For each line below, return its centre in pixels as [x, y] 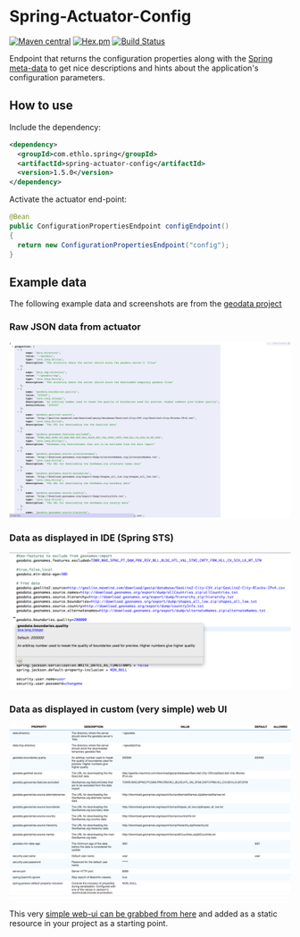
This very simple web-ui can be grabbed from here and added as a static [144, 914]
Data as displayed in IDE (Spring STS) [92, 538]
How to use [41, 106]
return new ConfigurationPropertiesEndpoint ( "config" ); [123, 245]
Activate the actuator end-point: [68, 199]
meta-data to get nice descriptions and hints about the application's [134, 68]
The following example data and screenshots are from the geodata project [146, 304]
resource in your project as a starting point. [88, 924]
